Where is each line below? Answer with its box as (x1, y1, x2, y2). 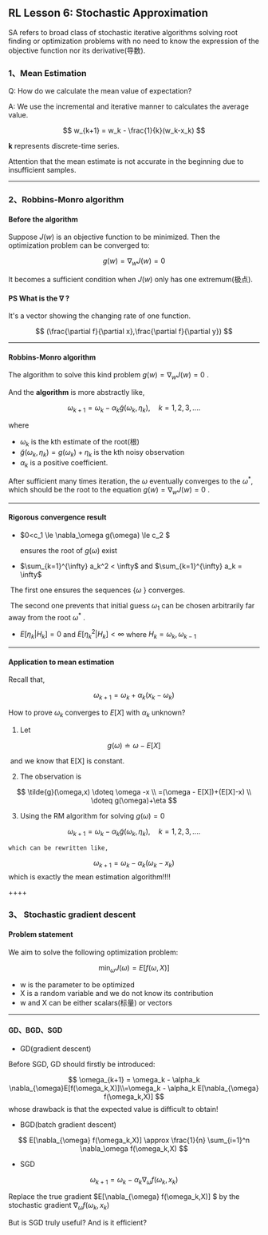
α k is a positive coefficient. (19, 457, 108, 469)
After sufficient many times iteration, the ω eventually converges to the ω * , (8, 475, 254, 486)
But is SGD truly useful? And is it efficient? (8, 1218, 148, 1228)
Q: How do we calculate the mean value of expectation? (8, 86, 192, 96)
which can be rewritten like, (8, 843, 109, 852)
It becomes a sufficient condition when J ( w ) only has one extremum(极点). (8, 275, 254, 285)
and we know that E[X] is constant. (10, 755, 125, 766)
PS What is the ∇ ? (8, 293, 70, 303)
